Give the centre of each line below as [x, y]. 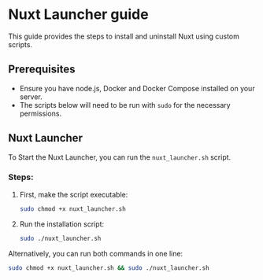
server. [31, 97]
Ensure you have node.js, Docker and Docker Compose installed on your [137, 88]
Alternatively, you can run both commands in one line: [96, 253]
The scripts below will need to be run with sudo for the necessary [125, 105]
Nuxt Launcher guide [78, 15]
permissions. [40, 113]
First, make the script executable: [74, 194]
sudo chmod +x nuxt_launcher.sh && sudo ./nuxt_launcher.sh [109, 268]
